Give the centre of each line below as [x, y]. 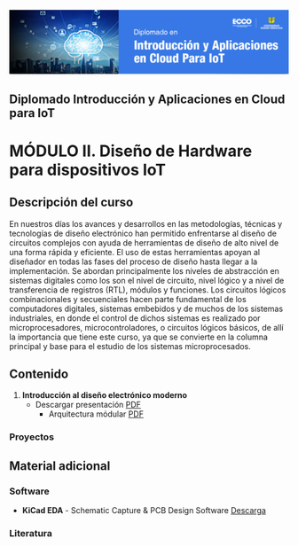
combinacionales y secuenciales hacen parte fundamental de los [128, 299]
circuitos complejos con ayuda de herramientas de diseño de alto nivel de [144, 242]
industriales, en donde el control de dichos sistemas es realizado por [135, 318]
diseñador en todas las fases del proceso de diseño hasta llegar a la [133, 261]
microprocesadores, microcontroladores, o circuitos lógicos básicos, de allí [146, 327]
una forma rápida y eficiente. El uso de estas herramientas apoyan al [134, 252]
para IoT [32, 113]
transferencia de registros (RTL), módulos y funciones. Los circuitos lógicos [148, 290]
